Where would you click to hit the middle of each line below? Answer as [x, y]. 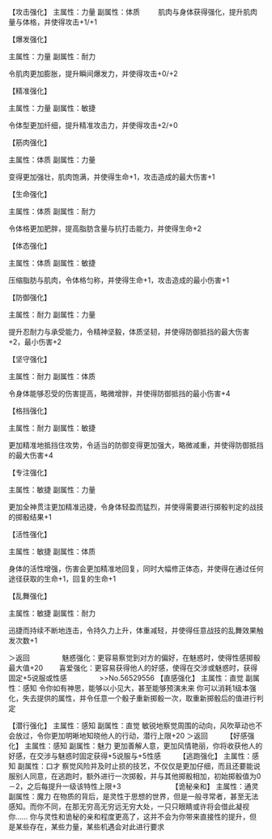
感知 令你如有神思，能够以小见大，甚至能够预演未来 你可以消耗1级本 [136, 688]
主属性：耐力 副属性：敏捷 [52, 428]
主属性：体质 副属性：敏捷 [52, 263]
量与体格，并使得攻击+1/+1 [53, 22]
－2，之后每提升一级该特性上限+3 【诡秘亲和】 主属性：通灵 [134, 786]
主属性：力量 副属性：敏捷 [52, 108]
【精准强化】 [30, 91]
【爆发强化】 [30, 39]
